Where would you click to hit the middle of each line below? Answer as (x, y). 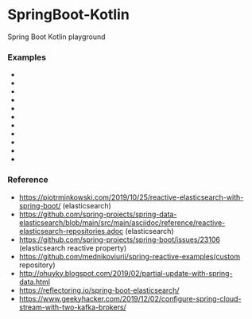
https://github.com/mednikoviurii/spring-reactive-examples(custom (129, 256)
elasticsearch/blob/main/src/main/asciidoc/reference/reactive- (122, 222)
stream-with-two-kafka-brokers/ (72, 307)
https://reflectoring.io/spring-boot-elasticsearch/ (99, 290)
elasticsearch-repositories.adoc (71, 231)
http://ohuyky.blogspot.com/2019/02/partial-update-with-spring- (126, 273)
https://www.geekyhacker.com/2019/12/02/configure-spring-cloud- (130, 298)
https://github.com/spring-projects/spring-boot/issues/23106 (119, 239)
